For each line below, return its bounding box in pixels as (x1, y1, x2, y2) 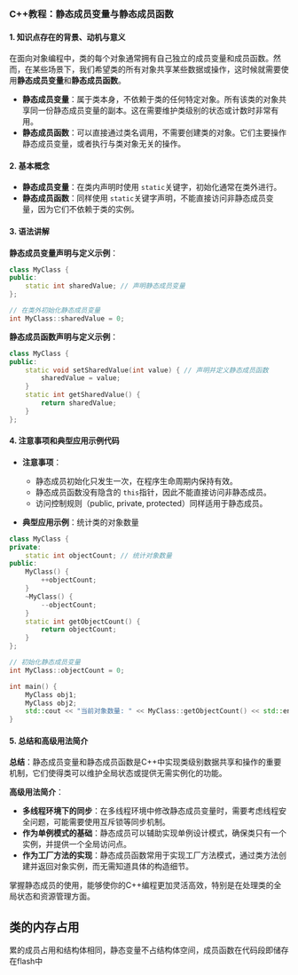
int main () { (9, 682, 58, 691)
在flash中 (9, 956, 43, 967)
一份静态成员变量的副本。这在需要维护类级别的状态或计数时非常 (37, 105, 271, 116)
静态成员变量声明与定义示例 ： (9, 247, 118, 258)
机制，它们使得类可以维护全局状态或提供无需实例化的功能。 (9, 768, 227, 779)
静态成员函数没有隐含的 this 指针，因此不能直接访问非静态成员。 (35, 487, 272, 497)
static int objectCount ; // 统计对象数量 (25, 551, 173, 560)
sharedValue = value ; (41, 374, 122, 383)
